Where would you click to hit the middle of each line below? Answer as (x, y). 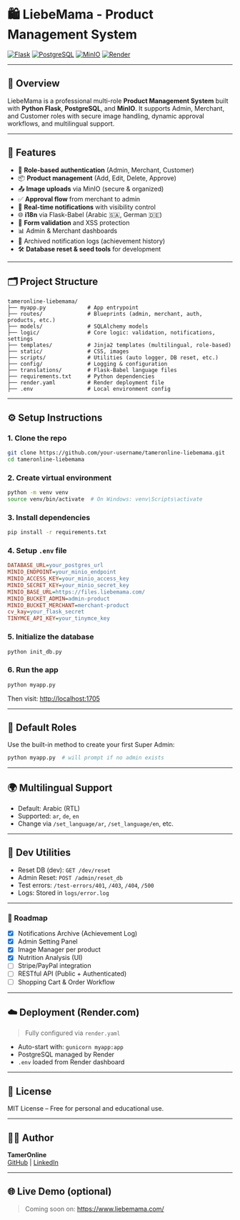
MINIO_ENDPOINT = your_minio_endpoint (62, 572)
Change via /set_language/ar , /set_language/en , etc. (95, 824)
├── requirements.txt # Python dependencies (81, 376)
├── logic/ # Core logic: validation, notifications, (111, 333)
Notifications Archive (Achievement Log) (77, 934)
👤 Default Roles (42, 727)
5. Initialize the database (51, 637)
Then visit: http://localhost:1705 (54, 699)
